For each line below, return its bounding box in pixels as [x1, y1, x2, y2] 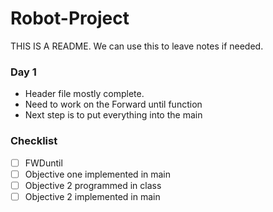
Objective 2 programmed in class [24, 179, 162, 191]
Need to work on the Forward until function [24, 98, 203, 111]
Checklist [10, 134, 58, 148]
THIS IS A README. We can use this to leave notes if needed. [10, 40, 264, 52]
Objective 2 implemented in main [24, 190, 161, 202]
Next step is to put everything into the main [24, 109, 203, 121]
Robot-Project [10, 7, 130, 30]
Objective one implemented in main [24, 168, 172, 180]
